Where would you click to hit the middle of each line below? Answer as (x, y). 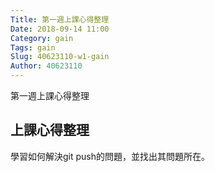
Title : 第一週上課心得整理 (60, 19)
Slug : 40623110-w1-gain (60, 57)
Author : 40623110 (46, 66)
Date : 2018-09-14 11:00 (60, 29)
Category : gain (42, 38)
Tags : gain (33, 47)
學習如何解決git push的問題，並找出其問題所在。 (110, 156)
